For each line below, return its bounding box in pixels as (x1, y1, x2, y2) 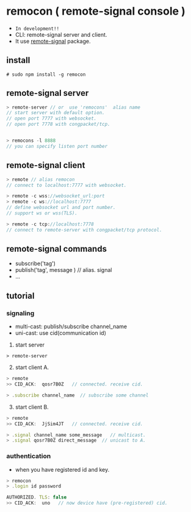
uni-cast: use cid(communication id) (15, 329, 107, 337)
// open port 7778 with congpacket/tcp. (6, 121, 111, 128)
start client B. (15, 403, 49, 411)
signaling (6, 309, 35, 317)
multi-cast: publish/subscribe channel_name (15, 323, 127, 331)
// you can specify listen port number (6, 143, 108, 149)
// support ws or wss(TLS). (6, 210, 78, 216)
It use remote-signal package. (15, 37, 91, 45)
